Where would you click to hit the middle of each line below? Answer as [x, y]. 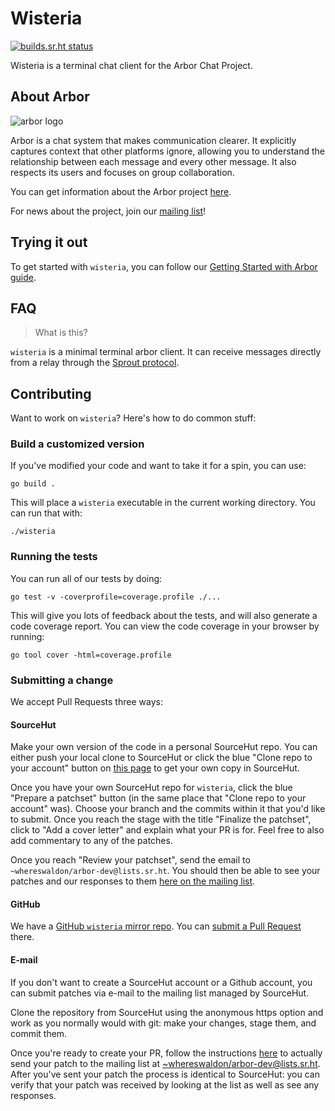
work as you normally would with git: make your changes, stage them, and [163, 1023]
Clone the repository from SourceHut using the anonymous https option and [167, 1012]
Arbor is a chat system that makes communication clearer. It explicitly [153, 140]
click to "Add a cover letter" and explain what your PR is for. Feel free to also [167, 830]
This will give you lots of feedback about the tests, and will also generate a [164, 615]
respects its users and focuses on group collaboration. [122, 172]
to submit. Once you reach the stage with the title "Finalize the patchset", [161, 819]
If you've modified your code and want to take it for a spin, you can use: [158, 466]
